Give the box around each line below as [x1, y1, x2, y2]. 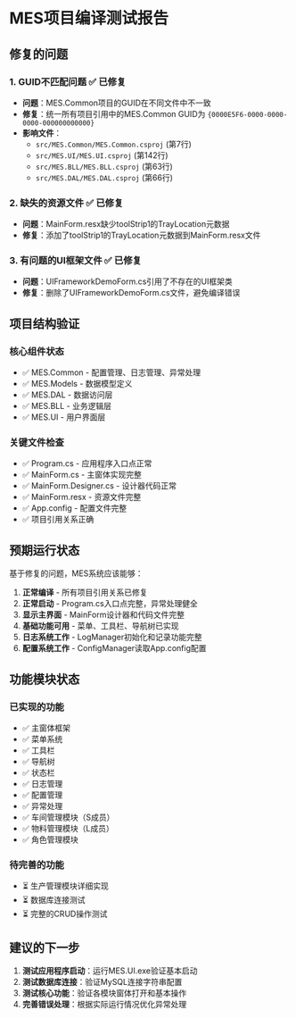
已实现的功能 [9, 700, 65, 713]
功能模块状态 [9, 672, 80, 687]
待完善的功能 [9, 858, 65, 871]
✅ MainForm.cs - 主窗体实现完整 [21, 470, 143, 480]
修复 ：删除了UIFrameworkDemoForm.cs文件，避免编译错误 [21, 288, 241, 298]
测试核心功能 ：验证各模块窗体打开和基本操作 [21, 988, 187, 998]
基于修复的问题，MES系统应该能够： [9, 568, 144, 579]
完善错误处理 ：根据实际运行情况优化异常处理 [21, 999, 187, 1010]
